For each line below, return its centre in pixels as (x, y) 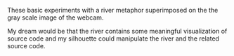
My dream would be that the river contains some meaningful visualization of (117, 31)
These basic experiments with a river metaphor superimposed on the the (113, 10)
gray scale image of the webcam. (56, 17)
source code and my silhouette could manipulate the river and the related (113, 38)
